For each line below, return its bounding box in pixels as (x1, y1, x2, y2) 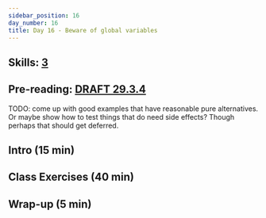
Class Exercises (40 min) (8, 170, 135, 184)
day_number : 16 (8, 19, 59, 27)
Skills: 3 (8, 55, 49, 69)
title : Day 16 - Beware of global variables (8, 26, 158, 34)
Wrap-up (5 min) (8, 197, 92, 211)
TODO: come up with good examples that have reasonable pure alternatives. (8, 104, 259, 113)
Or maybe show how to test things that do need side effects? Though (8, 112, 235, 121)
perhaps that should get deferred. (8, 120, 119, 130)
